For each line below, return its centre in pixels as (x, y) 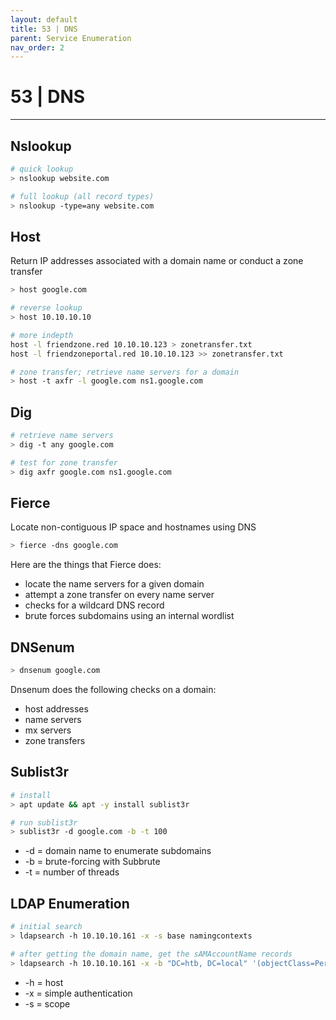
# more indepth (42, 335)
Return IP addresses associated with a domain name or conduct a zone (157, 261)
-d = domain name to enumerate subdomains (118, 851)
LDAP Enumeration (70, 903)
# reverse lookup (46, 308)
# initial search (46, 927)
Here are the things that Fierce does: (86, 565)
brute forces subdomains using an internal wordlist (129, 616)
